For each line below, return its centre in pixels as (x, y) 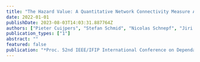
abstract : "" (22, 39)
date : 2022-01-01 (28, 17)
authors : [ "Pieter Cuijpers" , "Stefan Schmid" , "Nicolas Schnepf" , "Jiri (100, 28)
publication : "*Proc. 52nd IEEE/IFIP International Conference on (90, 50)
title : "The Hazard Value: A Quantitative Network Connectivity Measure (98, 12)
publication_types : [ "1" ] (38, 34)
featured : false (26, 45)
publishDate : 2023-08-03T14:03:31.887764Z (60, 22)
